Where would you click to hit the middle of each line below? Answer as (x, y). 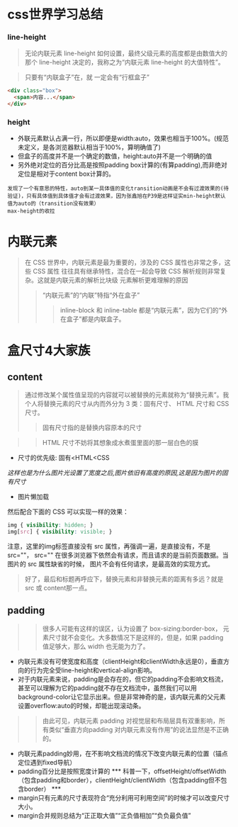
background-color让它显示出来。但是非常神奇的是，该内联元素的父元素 (121, 697)
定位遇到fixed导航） (47, 762)
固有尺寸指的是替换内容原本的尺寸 (92, 428)
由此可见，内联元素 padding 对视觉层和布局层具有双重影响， (131, 721)
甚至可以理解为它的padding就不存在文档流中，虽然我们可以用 (107, 687)
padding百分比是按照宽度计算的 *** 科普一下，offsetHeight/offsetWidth (122, 771)
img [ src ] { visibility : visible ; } (60, 532)
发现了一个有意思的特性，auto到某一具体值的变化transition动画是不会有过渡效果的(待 (118, 189)
